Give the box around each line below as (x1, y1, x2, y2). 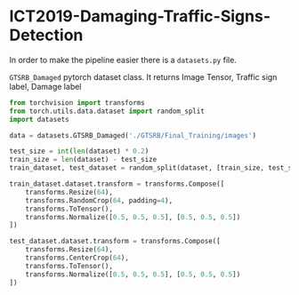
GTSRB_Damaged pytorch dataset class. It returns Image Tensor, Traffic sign (9, 71, 278, 82)
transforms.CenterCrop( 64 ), (25, 253, 129, 263)
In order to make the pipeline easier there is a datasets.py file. (9, 54, 238, 65)
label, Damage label (9, 81, 82, 92)
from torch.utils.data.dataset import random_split (9, 107, 205, 116)
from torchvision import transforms (9, 98, 145, 108)
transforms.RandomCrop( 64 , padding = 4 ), (25, 195, 174, 205)
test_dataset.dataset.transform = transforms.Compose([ (9, 237, 221, 246)
